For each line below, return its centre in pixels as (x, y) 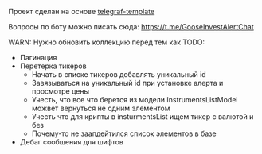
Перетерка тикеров (53, 66)
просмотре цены (61, 91)
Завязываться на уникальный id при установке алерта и (127, 83)
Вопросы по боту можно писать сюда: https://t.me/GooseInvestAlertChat (131, 27)
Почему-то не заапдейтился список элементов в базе (124, 133)
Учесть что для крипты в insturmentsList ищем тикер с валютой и (143, 117)
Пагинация (38, 58)
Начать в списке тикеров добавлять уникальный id (119, 74)
